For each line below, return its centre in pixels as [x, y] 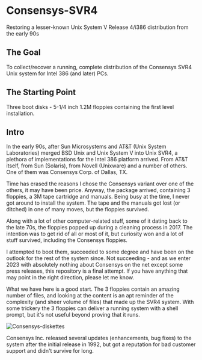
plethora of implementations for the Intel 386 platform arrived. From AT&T [97, 160]
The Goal [23, 53]
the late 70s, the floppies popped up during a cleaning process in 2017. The [99, 228]
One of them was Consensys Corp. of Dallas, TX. [67, 172]
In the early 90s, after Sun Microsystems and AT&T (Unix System [86, 147]
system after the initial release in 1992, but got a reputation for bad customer [101, 344]
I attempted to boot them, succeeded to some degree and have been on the [100, 252]
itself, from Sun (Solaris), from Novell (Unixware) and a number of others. [97, 166]
